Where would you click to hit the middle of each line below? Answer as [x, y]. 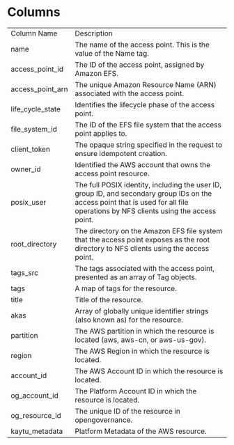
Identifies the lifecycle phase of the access [145, 104]
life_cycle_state [36, 109]
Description [94, 33]
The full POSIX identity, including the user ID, [148, 185]
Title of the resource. [109, 299]
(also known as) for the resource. [129, 320]
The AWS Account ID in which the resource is [149, 371]
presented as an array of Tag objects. [136, 277]
